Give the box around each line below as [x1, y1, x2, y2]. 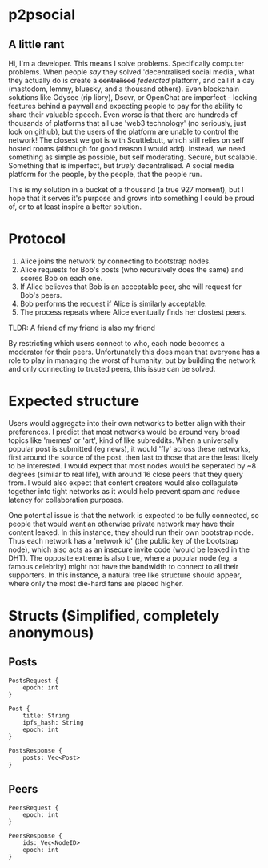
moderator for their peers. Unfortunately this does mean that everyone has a [8, 347, 261, 356]
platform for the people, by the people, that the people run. [8, 170, 202, 179]
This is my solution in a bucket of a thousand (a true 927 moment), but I [8, 185, 244, 194]
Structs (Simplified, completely [8, 607, 220, 625]
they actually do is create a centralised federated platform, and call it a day [8, 76, 255, 85]
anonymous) [8, 624, 94, 642]
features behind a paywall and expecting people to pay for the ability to [8, 102, 243, 111]
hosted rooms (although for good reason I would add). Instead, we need [8, 144, 246, 153]
